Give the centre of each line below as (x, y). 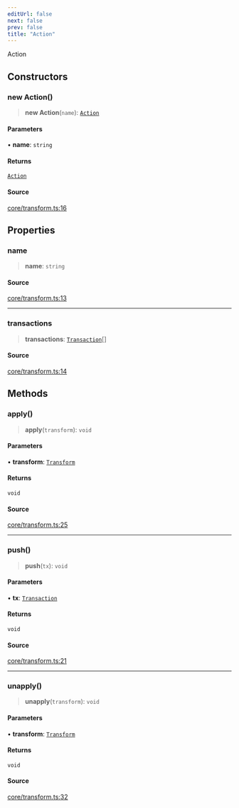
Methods (28, 394)
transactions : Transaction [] (65, 339)
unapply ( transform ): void (62, 702)
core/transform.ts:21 (37, 661)
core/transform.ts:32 (38, 797)
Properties (31, 230)
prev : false (25, 27)
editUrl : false (30, 14)
